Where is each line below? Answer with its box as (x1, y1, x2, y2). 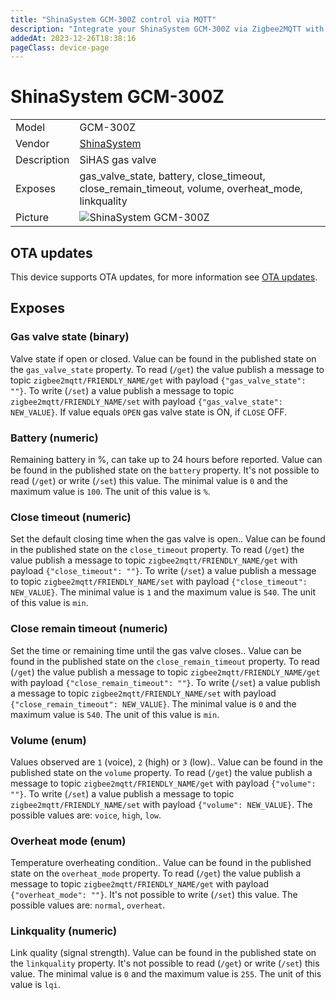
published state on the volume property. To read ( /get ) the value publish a (10, 766, 313, 778)
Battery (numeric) (10, 431, 99, 445)
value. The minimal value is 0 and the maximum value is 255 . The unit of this (10, 968, 322, 980)
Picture (15, 211, 50, 225)
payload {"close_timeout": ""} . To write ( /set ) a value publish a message (10, 565, 317, 577)
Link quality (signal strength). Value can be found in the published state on (10, 947, 317, 959)
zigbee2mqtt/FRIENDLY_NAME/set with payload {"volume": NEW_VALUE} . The (10, 798, 313, 810)
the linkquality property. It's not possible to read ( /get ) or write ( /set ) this (10, 957, 320, 970)
